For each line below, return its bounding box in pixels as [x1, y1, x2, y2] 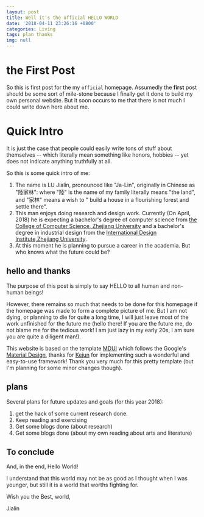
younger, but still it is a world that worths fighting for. [6, 481, 139, 488]
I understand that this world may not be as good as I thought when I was [6, 475, 188, 482]
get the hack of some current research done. [15, 410, 128, 417]
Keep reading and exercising [15, 416, 87, 424]
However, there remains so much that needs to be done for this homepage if [6, 300, 198, 308]
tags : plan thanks [6, 32, 53, 38]
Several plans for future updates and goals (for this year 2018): [6, 398, 164, 405]
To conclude [6, 446, 55, 457]
